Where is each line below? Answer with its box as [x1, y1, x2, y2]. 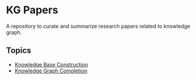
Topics [6, 46, 32, 56]
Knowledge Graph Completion [14, 67, 88, 74]
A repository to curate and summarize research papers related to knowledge [6, 23, 191, 30]
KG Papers [6, 3, 59, 17]
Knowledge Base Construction [14, 61, 88, 68]
